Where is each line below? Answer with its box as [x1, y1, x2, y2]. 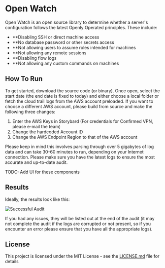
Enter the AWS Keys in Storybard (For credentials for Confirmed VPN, [12, 118, 154, 124]
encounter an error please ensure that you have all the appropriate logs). [5, 226, 153, 232]
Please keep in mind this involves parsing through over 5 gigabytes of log [5, 144, 154, 150]
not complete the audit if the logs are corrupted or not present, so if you [5, 221, 151, 227]
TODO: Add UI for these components [5, 169, 80, 175]
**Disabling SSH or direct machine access [12, 34, 99, 40]
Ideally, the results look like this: [5, 196, 70, 202]
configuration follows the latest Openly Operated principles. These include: [5, 24, 158, 30]
